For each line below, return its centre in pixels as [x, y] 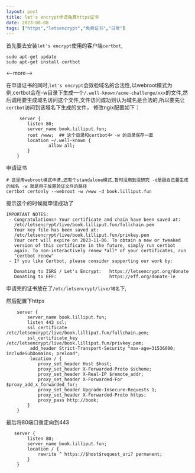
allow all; [62, 146]
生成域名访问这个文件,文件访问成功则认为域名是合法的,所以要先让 [106, 100]
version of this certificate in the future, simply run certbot [95, 246]
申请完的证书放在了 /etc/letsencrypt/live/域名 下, [66, 288]
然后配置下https [25, 301]
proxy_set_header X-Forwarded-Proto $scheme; [95, 369]
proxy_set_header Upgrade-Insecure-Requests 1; [97, 390]
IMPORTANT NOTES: [27, 215]
